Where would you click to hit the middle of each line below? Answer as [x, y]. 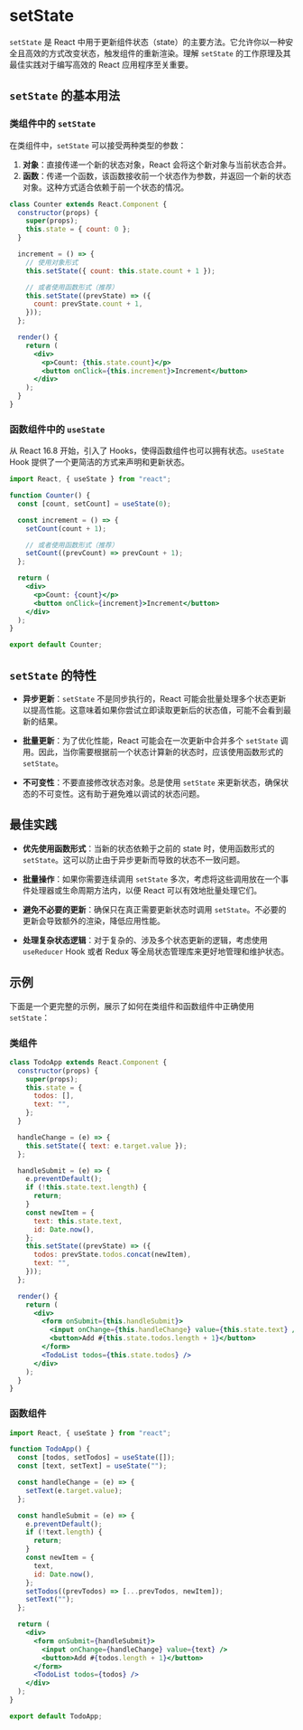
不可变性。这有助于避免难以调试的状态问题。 [121, 793]
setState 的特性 [53, 675]
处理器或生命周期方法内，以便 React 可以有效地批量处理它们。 [146, 890]
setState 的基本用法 [64, 96]
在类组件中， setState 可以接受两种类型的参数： [98, 145]
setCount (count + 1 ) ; [66, 529]
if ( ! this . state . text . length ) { [86, 1187]
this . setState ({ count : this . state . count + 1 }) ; [121, 271]
